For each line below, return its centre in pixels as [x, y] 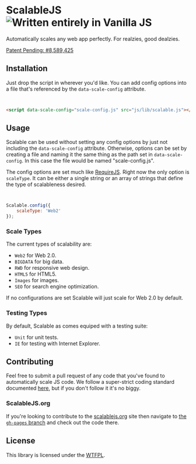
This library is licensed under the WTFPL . [56, 455]
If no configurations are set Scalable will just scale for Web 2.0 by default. [95, 298]
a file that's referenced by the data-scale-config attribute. [76, 89]
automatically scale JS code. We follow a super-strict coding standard [90, 382]
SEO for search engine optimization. [57, 287]
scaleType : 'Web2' [39, 211]
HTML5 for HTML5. [35, 274]
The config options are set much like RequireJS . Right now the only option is [98, 172]
